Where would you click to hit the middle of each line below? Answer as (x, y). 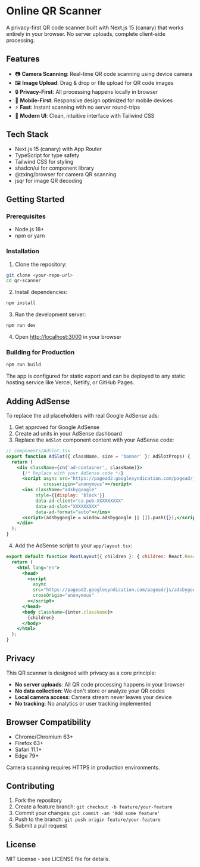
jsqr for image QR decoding (49, 180)
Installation (23, 251)
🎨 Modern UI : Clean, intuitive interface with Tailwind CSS (85, 115)
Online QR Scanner (54, 11)
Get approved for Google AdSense (57, 427)
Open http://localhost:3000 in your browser (68, 337)
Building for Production (40, 352)
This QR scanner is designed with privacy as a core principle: (81, 673)
